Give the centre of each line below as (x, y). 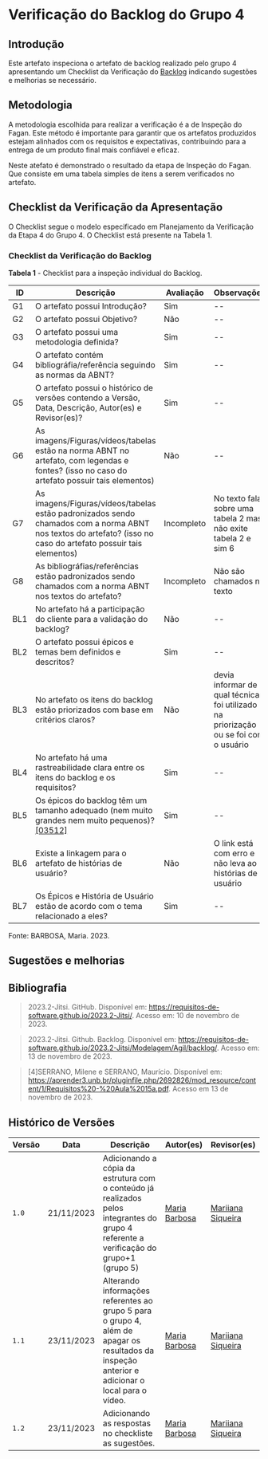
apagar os (122, 1340)
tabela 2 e (233, 538)
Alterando (121, 1280)
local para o (125, 1390)
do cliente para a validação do (91, 619)
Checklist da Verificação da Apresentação (116, 208)
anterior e (121, 1371)
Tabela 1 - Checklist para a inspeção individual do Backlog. (105, 273)
